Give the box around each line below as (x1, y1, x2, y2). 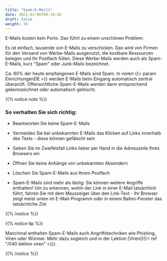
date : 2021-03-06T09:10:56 (5, 12, 62, 17)
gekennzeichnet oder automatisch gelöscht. (5, 86, 96, 93)
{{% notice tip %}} (5, 220, 44, 226)
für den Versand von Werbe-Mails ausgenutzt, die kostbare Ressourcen (5, 50, 153, 56)
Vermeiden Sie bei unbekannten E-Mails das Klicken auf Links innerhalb (12, 130, 161, 136)
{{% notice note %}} (5, 96, 48, 102)
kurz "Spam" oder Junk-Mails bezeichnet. (23, 61, 110, 67)
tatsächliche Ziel (12, 201, 47, 207)
